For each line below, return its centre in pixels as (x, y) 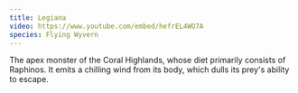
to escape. (29, 79)
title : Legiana (38, 18)
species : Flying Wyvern (54, 34)
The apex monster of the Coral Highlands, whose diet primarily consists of (148, 60)
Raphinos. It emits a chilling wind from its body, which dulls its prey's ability (149, 70)
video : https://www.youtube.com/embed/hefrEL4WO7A (107, 26)
